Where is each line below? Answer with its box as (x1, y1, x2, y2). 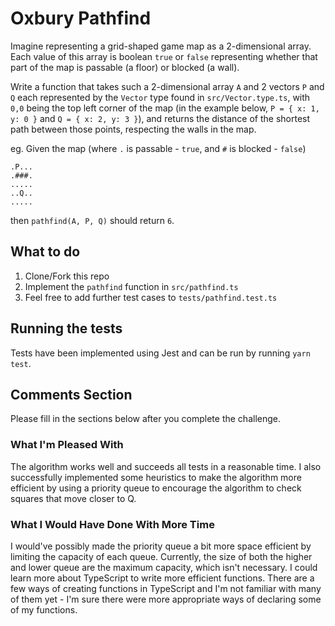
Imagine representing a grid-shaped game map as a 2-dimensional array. (10, 40, 312, 52)
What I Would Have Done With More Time (10, 517, 215, 531)
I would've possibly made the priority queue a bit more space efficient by (10, 540, 312, 552)
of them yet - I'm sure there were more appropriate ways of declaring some (10, 593, 322, 605)
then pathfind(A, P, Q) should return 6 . (10, 214, 175, 226)
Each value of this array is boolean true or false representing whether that (10, 50, 318, 62)
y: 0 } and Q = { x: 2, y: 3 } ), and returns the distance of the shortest (10, 112, 311, 124)
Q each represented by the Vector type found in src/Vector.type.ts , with (10, 91, 311, 103)
